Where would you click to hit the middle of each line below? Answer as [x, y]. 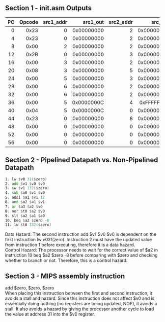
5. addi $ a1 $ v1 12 [25, 197]
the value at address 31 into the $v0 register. [50, 314]
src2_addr [121, 22]
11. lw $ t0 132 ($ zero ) [28, 225]
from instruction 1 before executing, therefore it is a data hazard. [70, 245]
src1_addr [55, 22]
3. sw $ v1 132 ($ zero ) [27, 188]
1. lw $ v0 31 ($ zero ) [26, 179]
